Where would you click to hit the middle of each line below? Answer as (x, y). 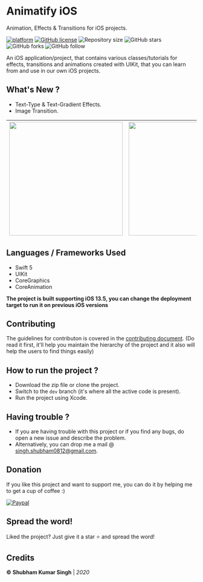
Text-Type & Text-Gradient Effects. (58, 104)
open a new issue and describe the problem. (70, 438)
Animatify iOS (42, 11)
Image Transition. (37, 111)
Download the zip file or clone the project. (67, 385)
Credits (21, 558)
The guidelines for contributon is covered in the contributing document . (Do (100, 339)
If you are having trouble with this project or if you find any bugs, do (99, 432)
